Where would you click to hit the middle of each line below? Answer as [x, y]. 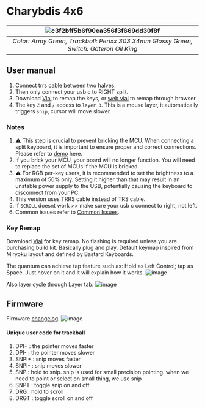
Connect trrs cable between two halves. [65, 85]
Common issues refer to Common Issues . [67, 212]
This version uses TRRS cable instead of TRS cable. [80, 199]
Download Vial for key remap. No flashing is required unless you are [92, 241]
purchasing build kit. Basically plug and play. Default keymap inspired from [100, 248]
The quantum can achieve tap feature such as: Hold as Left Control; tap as [100, 266]
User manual [31, 71]
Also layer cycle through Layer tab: [50, 285]
